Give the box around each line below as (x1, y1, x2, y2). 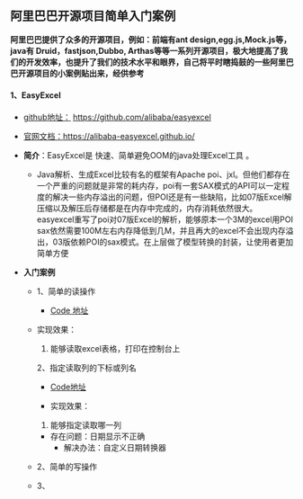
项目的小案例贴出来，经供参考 (33, 67, 145, 78)
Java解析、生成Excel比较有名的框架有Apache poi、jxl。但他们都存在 (36, 169, 290, 180)
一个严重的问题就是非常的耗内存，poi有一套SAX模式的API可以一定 (36, 181, 282, 192)
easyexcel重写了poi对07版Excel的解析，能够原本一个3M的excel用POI (36, 214, 294, 225)
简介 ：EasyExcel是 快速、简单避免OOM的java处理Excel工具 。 (22, 150, 254, 161)
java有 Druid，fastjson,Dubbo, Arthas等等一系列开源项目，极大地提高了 (10, 45, 281, 56)
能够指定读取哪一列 (49, 420, 122, 431)
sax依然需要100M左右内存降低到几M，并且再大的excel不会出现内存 (36, 226, 286, 236)
